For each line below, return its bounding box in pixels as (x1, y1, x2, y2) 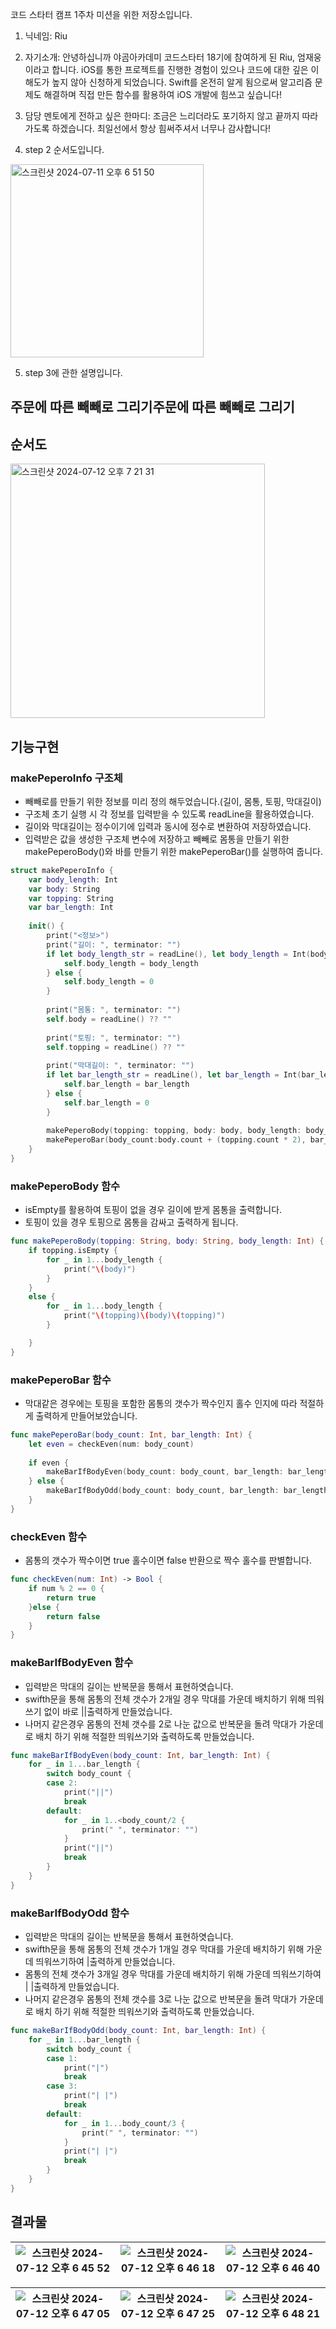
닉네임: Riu (24, 30, 68, 42)
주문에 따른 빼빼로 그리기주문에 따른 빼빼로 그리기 (10, 399, 295, 416)
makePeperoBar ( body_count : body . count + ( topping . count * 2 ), (46, 1135, 307, 1145)
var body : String (28, 884, 101, 894)
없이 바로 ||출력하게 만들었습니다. (43, 1705, 173, 1717)
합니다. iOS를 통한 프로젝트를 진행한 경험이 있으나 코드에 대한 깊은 (51, 64, 309, 75)
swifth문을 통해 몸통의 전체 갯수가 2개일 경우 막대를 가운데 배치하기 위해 (24, 1693, 307, 1705)
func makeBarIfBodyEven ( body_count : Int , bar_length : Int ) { (10, 1750, 271, 1760)
